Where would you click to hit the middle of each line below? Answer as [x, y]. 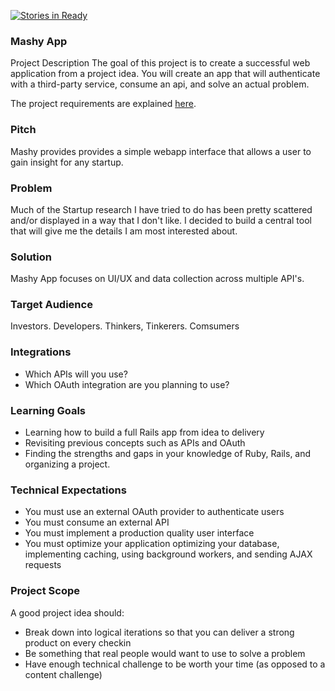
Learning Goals [48, 410]
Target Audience [51, 305]
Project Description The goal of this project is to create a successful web [160, 63]
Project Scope [45, 591]
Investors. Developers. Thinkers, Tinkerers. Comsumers [125, 326]
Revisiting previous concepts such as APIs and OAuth [135, 443]
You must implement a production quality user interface [139, 533]
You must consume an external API [97, 522]
